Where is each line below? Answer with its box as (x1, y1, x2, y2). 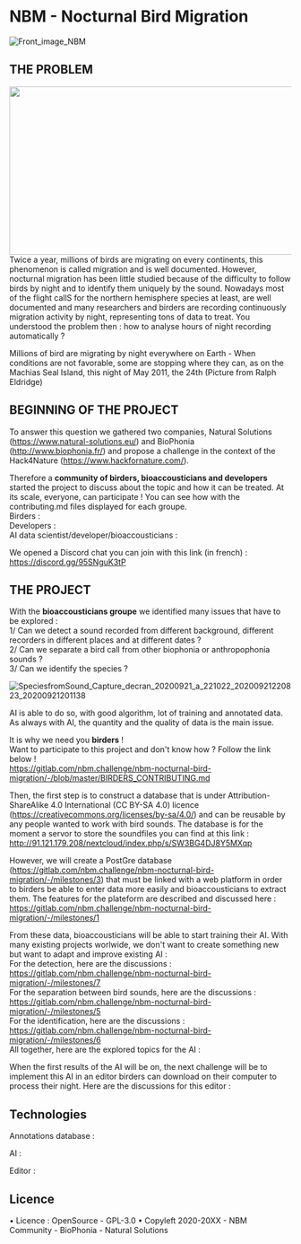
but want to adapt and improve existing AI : (9, 949, 168, 959)
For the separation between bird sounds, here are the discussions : (9, 987, 257, 998)
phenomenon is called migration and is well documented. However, (9, 263, 257, 275)
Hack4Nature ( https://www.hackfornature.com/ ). (9, 455, 190, 466)
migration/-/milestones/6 (9, 1035, 101, 1046)
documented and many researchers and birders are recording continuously (9, 302, 287, 312)
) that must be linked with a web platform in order (100, 874, 283, 885)
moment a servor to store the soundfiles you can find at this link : (9, 828, 249, 839)
